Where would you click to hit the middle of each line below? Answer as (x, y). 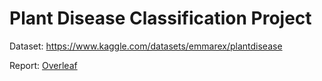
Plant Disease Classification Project (160, 18)
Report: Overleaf (43, 65)
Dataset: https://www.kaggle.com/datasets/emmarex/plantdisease (146, 46)
